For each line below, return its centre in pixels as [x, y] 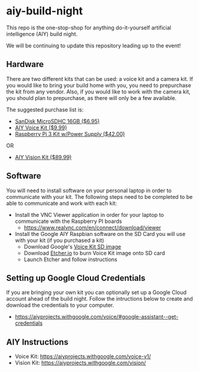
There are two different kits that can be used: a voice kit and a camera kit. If [100, 78]
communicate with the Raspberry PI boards [68, 221]
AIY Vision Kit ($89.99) [43, 157]
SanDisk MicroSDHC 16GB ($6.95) [57, 121]
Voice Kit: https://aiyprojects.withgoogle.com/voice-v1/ [83, 356]
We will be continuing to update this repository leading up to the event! [94, 46]
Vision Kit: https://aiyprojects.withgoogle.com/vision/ [80, 363]
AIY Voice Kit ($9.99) [41, 128]
